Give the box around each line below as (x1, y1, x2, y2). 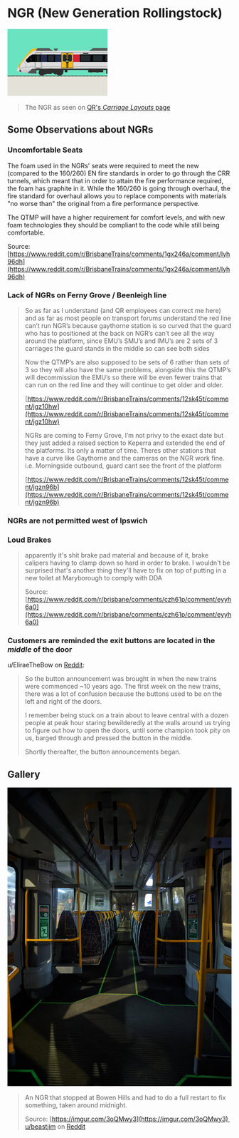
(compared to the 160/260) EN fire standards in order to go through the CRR (7, 169, 230, 178)
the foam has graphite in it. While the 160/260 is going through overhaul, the (7, 184, 231, 193)
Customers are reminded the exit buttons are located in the (7, 636, 216, 646)
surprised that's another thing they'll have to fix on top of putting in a (24, 566, 227, 575)
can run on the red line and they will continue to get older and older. (24, 380, 224, 389)
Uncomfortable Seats (7, 145, 83, 155)
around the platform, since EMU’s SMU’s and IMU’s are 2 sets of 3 (24, 337, 218, 345)
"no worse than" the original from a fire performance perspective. (7, 199, 201, 207)
